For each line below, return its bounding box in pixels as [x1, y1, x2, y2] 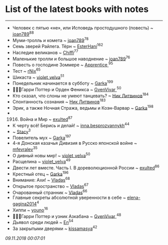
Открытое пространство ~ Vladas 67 [12, 182, 88, 189]
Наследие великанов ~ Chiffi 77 [12, 49, 78, 56]
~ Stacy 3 [12, 128, 31, 135]
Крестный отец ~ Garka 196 [12, 170, 69, 177]
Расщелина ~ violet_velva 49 [12, 158, 71, 165]
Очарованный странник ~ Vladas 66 [12, 188, 87, 195]
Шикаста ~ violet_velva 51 [12, 73, 64, 80]
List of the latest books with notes [5, 4, 149, 15]
